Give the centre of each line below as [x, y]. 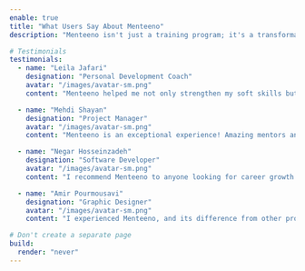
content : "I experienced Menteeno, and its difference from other [154, 219]
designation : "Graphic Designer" [89, 202]
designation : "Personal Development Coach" [109, 77]
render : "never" [48, 252]
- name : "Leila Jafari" [62, 68]
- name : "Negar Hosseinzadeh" [74, 152]
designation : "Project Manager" [87, 118]
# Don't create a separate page [70, 236]
